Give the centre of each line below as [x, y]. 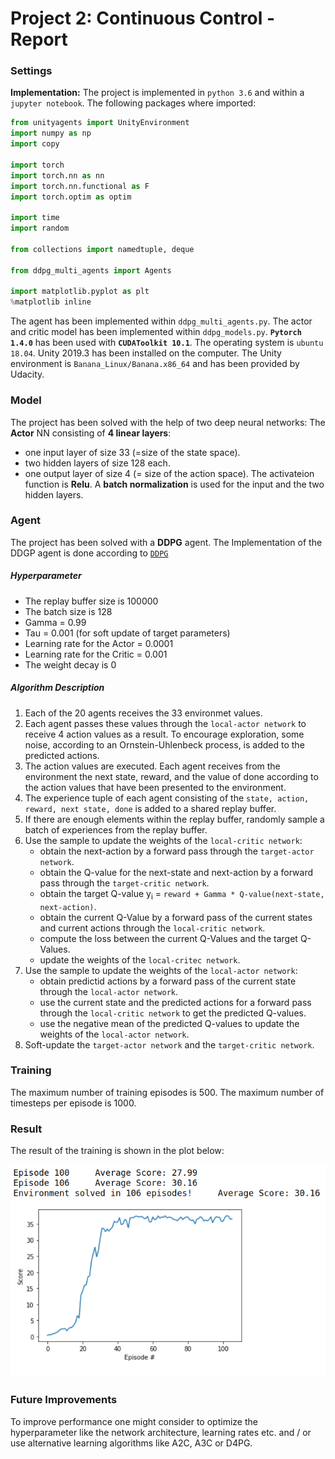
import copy [35, 144]
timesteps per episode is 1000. [73, 1103]
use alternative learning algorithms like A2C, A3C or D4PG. [131, 1443]
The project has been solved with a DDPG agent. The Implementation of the [166, 542]
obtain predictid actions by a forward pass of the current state [168, 981]
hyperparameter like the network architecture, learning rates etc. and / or [161, 1432]
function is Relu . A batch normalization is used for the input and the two [174, 484]
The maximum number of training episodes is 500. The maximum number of [167, 1092]
